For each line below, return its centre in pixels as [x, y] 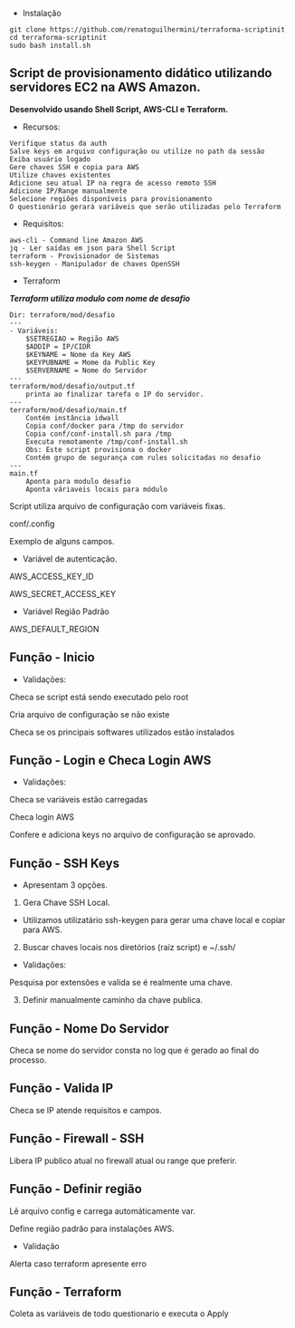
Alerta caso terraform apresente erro [78, 1264]
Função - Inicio [52, 657]
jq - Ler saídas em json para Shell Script [93, 248]
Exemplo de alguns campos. [62, 541]
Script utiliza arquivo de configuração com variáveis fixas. [118, 505]
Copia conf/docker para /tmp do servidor [105, 426]
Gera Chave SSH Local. [66, 903]
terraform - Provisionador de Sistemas [85, 256]
